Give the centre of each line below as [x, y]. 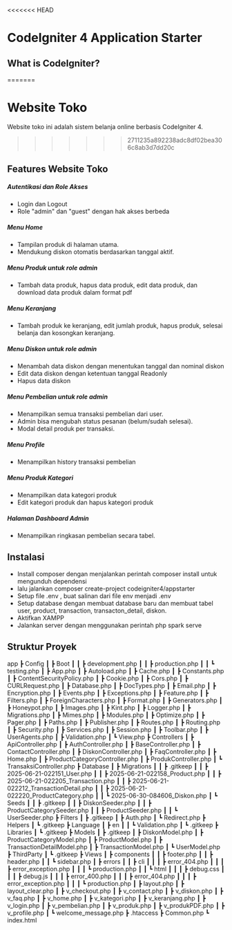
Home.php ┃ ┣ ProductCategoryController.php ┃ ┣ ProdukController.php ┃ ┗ [115, 759]
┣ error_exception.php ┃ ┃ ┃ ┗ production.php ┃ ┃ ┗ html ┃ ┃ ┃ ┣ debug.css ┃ [116, 869]
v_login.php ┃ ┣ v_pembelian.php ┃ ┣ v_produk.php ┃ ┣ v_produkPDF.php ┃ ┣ [116, 905]
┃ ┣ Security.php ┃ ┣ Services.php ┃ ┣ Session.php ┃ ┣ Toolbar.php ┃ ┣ [108, 729]
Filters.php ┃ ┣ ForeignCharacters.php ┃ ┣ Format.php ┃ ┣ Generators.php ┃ [115, 700]
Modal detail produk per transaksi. [66, 429]
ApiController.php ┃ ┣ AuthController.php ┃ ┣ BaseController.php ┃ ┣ [104, 744]
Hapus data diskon [44, 381]
